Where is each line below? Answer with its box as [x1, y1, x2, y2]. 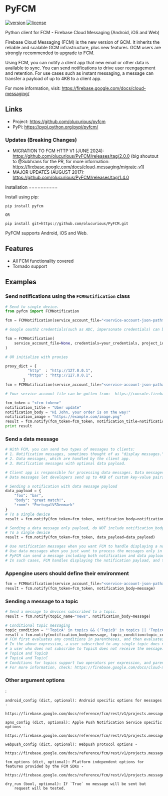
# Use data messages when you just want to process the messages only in [5, 548, 162, 554]
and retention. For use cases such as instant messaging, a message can [5, 70, 154, 76]
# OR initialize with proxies [5, 355, 68, 360]
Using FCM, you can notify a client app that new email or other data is [5, 59, 149, 65]
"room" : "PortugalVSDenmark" [14, 503, 75, 508]
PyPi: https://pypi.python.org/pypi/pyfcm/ [12, 124, 98, 130]
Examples [5, 278, 36, 286]
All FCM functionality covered [12, 258, 74, 264]
